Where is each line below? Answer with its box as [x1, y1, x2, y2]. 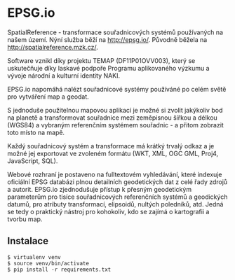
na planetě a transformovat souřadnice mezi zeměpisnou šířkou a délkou [7, 113, 217, 122]
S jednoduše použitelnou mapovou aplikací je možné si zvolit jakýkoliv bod [7, 106, 223, 114]
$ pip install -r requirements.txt [7, 266, 112, 273]
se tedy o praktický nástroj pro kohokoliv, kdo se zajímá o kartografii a [7, 207, 210, 216]
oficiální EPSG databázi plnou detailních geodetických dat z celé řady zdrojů [7, 177, 228, 186]
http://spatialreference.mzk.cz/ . [7, 43, 98, 51]
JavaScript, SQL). [7, 156, 58, 165]
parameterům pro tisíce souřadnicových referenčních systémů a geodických [7, 192, 228, 201]
